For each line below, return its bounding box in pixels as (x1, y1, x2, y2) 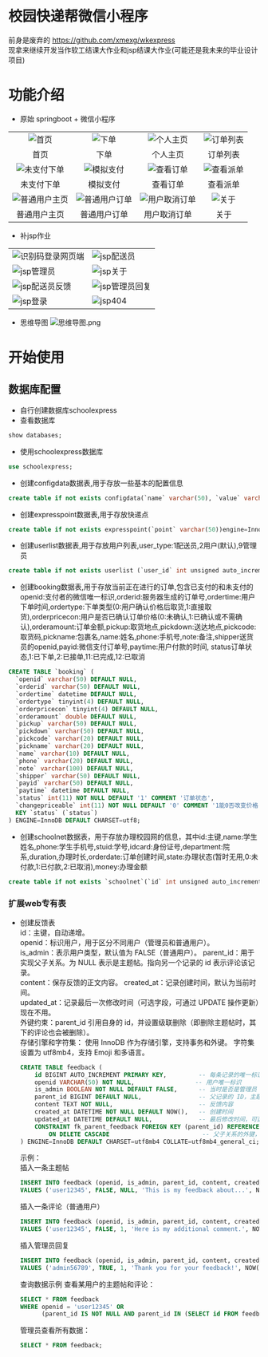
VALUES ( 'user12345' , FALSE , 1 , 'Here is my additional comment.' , (19, 1225, 250, 1233)
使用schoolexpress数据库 (19, 446, 104, 456)
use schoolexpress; (8, 462, 73, 471)
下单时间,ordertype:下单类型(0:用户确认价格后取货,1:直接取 (19, 602, 212, 611)
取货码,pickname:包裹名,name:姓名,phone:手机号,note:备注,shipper (19, 632, 240, 642)
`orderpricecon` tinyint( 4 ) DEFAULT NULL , (15, 705, 159, 713)
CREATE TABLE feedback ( (19, 1063, 103, 1071)
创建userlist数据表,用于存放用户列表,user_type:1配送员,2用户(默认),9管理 (19, 540, 258, 551)
